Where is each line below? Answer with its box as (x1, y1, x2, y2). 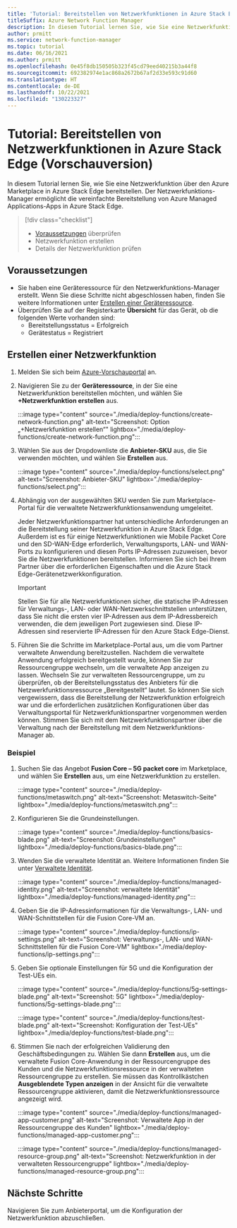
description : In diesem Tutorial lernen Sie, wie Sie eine (7, 23, 185, 30)
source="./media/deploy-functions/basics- (89, 827, 214, 836)
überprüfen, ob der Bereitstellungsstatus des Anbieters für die (17, 678, 199, 687)
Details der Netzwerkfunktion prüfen (35, 244, 142, 253)
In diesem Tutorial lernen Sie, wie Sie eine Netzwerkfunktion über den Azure (7, 179, 229, 188)
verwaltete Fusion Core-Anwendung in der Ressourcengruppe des (17, 1057, 211, 1066)
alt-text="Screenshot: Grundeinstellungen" (51, 835, 176, 843)
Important (17, 583, 47, 591)
